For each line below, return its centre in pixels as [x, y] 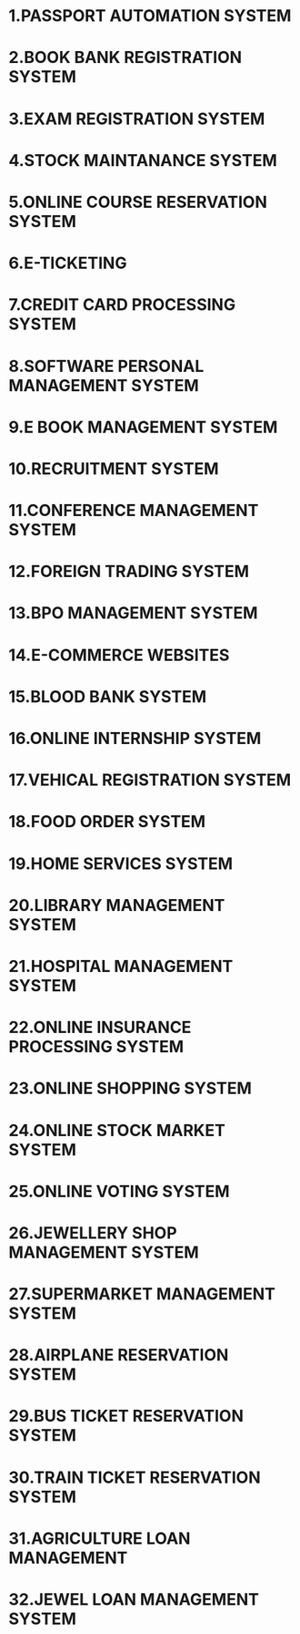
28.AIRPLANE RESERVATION [119, 1355]
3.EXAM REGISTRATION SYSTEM [137, 119]
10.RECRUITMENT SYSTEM [114, 468]
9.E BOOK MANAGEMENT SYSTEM [143, 427]
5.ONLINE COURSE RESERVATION [138, 202]
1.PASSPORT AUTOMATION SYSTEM [150, 16]
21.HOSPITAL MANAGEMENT [121, 966]
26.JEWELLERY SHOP [93, 1233]
